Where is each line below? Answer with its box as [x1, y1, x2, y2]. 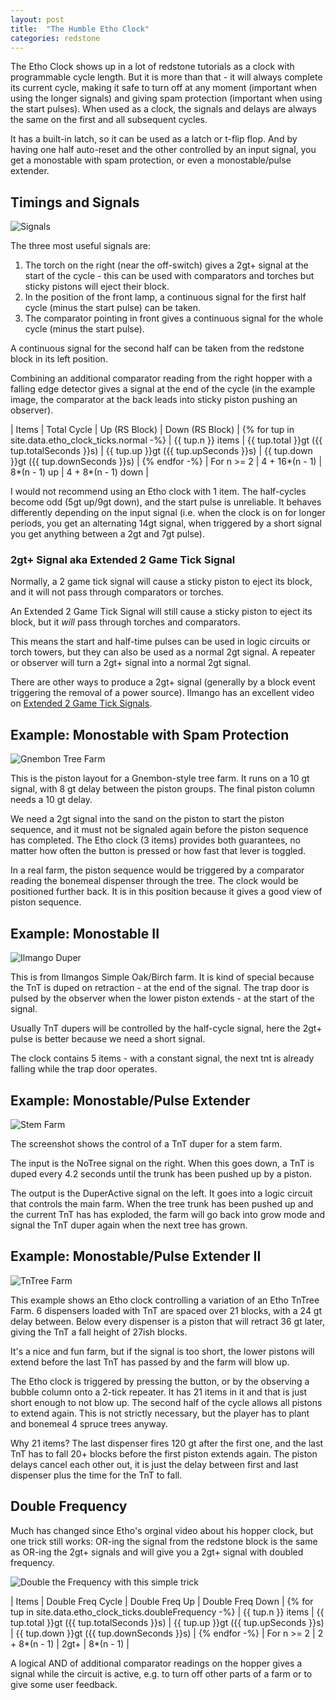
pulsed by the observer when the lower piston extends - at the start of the [10, 992, 315, 1005]
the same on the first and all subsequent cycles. [10, 114, 208, 126]
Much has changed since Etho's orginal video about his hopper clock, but [10, 1524, 314, 1536]
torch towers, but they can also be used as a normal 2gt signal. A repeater [10, 646, 316, 658]
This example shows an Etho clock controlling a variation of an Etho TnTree [10, 1294, 320, 1306]
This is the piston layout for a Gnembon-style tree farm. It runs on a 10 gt [10, 772, 310, 785]
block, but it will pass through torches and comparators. [10, 616, 241, 628]
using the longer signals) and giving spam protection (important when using [10, 92, 323, 105]
